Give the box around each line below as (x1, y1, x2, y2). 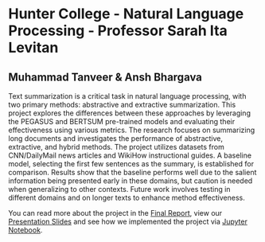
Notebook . (8, 225, 43, 235)
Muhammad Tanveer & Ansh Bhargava (8, 70, 203, 84)
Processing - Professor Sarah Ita (8, 21, 228, 40)
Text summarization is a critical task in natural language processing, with (8, 92, 247, 100)
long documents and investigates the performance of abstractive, (8, 134, 224, 143)
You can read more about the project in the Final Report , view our (8, 209, 223, 217)
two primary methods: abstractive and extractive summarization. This (8, 100, 236, 109)
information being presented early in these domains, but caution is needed (8, 176, 253, 185)
